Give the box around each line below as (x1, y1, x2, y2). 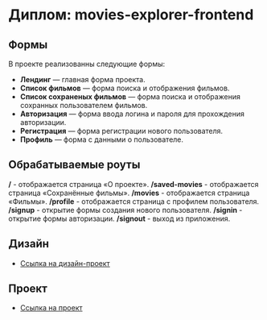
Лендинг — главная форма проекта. (19, 75, 146, 84)
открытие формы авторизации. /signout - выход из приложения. (8, 214, 231, 223)
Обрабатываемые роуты (8, 158, 141, 172)
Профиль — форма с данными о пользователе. (19, 135, 183, 144)
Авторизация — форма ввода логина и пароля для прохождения (19, 109, 245, 118)
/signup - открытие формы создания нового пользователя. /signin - (8, 205, 243, 214)
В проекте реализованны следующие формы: (8, 59, 166, 69)
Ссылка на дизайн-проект (19, 258, 110, 268)
